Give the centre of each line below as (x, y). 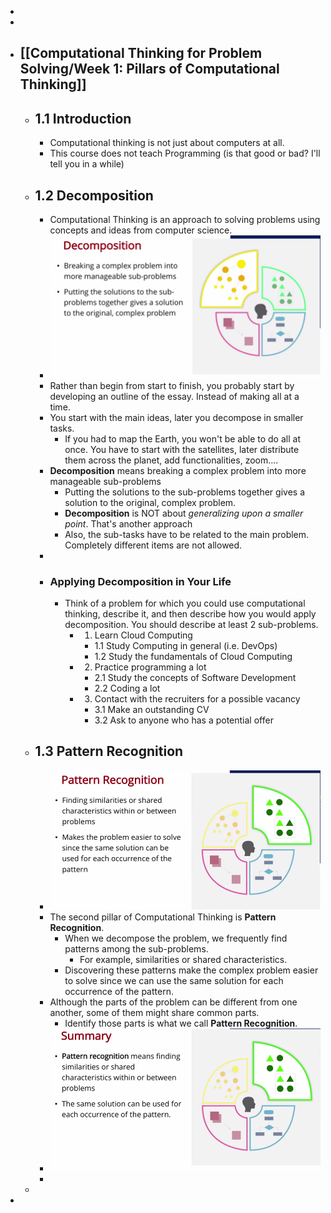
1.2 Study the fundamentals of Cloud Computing (193, 657)
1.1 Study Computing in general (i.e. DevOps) (186, 646)
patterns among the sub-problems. (136, 948)
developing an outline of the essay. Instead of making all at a (174, 396)
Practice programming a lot (150, 667)
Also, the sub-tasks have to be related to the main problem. (187, 534)
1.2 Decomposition (94, 195)
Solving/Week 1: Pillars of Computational (149, 69)
